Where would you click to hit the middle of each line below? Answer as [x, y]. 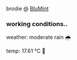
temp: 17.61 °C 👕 [26, 51]
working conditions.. [37, 24]
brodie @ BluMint [27, 9]
